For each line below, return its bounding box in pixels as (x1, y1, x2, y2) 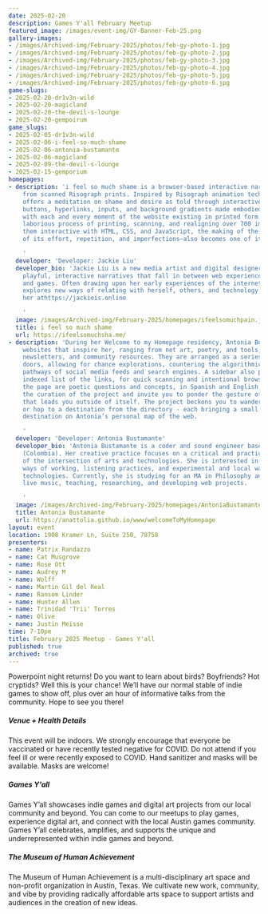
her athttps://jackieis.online (22, 294, 127, 303)
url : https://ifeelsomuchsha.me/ (15, 331, 127, 339)
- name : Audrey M (8, 568, 66, 576)
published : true (8, 642, 62, 651)
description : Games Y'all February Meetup (8, 19, 152, 27)
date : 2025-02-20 (8, 11, 66, 20)
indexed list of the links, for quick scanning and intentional (22, 375, 241, 383)
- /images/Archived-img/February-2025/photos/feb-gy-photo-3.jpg (8, 57, 230, 65)
